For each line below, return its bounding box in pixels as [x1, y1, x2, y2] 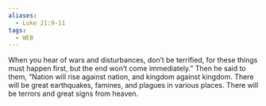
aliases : [8, 11, 37, 20]
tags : [8, 26, 26, 34]
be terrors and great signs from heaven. [8, 89, 139, 99]
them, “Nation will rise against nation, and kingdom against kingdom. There [8, 72, 254, 81]
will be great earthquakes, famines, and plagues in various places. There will [8, 81, 259, 90]
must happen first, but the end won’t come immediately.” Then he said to [8, 64, 246, 74]
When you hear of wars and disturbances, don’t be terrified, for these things [8, 55, 258, 65]
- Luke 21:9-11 [15, 19, 66, 27]
